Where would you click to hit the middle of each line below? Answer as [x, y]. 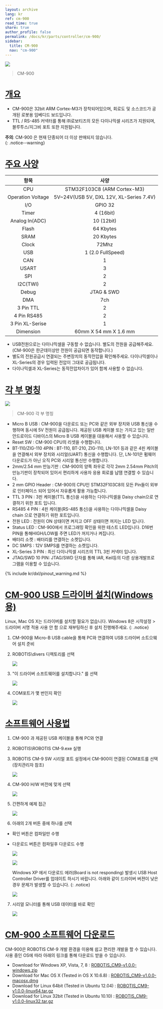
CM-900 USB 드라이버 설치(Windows [79, 595]
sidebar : [14, 41]
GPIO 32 [105, 205]
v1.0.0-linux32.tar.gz [33, 1001]
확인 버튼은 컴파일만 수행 [36, 834]
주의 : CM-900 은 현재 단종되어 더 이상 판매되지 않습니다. [59, 137]
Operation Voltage [28, 197]
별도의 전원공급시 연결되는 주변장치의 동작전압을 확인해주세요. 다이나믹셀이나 [85, 356]
